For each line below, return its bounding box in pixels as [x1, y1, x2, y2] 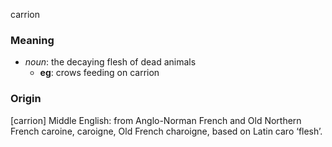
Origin [10, 92, 42, 106]
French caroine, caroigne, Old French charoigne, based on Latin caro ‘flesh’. [10, 125, 323, 137]
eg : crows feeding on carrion [39, 67, 160, 79]
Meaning [10, 33, 55, 47]
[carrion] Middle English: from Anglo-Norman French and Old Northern [10, 114, 302, 126]
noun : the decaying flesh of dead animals [24, 56, 197, 68]
